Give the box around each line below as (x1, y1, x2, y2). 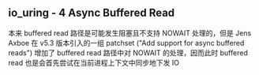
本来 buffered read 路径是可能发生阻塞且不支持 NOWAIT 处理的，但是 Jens (8, 28, 252, 38)
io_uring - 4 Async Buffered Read (8, 6, 175, 20)
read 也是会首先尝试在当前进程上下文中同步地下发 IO (8, 58, 180, 67)
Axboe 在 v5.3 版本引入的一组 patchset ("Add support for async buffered (8, 38, 245, 47)
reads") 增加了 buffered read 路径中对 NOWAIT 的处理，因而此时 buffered (8, 47, 249, 58)
